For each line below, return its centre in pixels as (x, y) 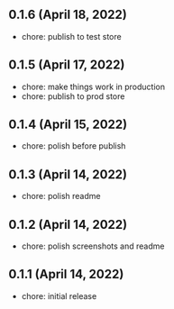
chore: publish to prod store (73, 96)
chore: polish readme (61, 196)
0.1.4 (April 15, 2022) (68, 125)
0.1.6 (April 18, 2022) (68, 15)
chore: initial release (59, 295)
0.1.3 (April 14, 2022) (68, 174)
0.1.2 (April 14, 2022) (68, 224)
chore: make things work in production (93, 86)
